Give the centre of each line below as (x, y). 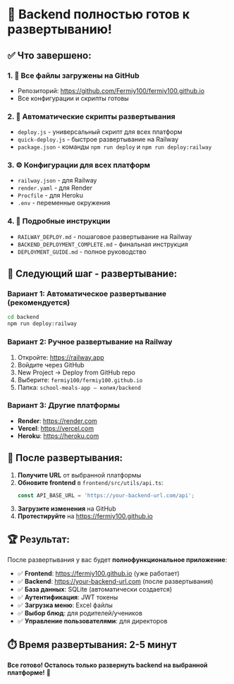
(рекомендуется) (39, 303)
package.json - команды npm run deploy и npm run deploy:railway (115, 147)
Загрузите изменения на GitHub (67, 509)
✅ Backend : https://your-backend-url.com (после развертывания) (115, 582)
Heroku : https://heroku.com (58, 436)
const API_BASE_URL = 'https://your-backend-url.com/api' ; (106, 495)
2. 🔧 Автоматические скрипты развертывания (91, 116)
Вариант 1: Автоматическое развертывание (87, 294)
